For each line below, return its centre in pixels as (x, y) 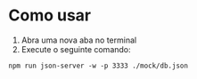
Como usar (50, 16)
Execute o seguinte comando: (76, 49)
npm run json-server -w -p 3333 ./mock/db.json (98, 66)
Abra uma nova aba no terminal (79, 40)
